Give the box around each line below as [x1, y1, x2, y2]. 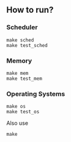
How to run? [6, 5, 54, 15]
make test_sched [6, 42, 48, 48]
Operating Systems [6, 90, 65, 98]
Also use [6, 119, 29, 127]
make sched [6, 37, 34, 43]
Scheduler [6, 23, 38, 32]
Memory [6, 56, 32, 65]
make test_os [6, 109, 40, 115]
